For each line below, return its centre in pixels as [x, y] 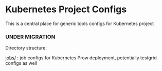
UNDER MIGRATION [30, 37]
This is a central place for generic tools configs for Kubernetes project [80, 23]
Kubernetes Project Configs [66, 9]
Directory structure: [26, 48]
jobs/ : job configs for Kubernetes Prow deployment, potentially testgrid [81, 58]
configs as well [21, 63]
